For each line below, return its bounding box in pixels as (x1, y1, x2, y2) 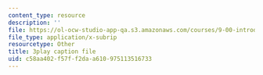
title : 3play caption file (8, 48, 96, 55)
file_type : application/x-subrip (8, 33, 117, 41)
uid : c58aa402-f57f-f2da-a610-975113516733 (8, 55, 153, 63)
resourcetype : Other (8, 41, 76, 48)
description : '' (8, 19, 61, 27)
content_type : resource (8, 11, 86, 20)
